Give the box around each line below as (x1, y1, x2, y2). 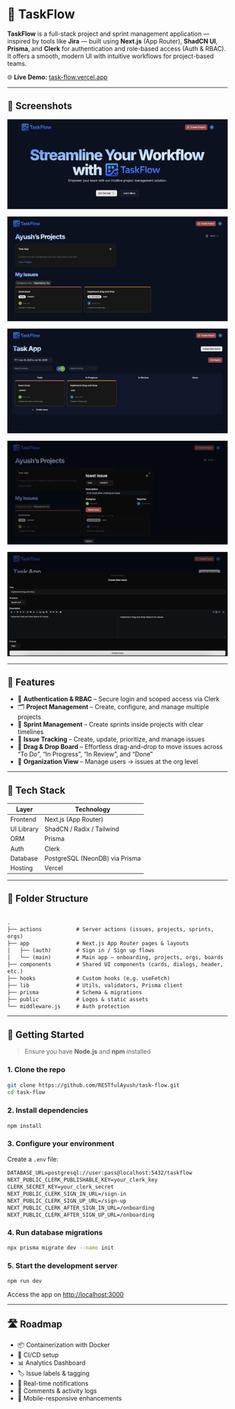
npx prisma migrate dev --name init (7, 1244, 114, 1251)
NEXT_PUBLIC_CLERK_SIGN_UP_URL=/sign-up (7, 1197, 127, 1204)
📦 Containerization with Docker (17, 1340, 111, 1349)
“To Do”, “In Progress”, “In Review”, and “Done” (17, 750, 153, 759)
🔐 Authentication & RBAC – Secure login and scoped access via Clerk (17, 695, 220, 703)
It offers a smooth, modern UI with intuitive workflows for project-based (7, 52, 215, 60)
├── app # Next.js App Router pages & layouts (7, 940, 190, 947)
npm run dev (7, 1278, 42, 1285)
